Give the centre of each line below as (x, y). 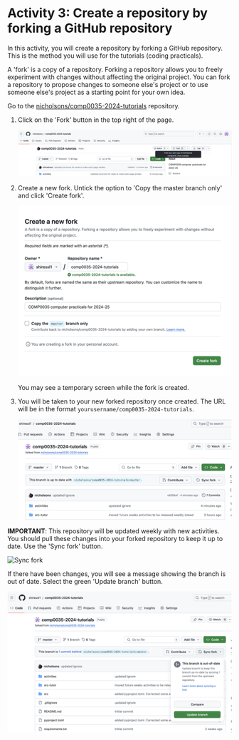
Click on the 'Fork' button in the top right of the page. (96, 120)
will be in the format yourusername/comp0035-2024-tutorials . (106, 409)
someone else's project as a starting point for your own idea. (96, 92)
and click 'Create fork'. (51, 196)
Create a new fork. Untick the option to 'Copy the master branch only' (120, 188)
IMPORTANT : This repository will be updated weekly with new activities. (113, 531)
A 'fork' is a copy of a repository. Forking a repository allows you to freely (115, 69)
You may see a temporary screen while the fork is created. (103, 388)
